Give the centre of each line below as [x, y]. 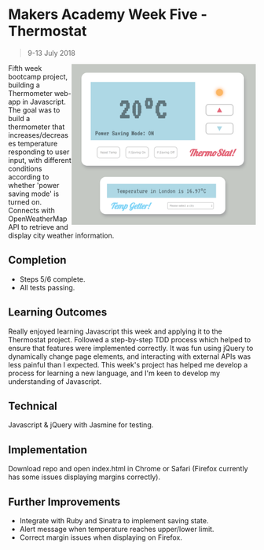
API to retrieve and [38, 227]
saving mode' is [34, 194]
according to [29, 177]
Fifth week [25, 68]
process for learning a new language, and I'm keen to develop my [114, 373]
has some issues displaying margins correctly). [84, 477]
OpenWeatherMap [38, 219]
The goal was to [34, 110]
